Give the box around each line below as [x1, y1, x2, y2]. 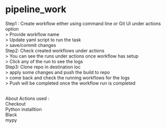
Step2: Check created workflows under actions [5, 47, 105, 54]
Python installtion [5, 106, 42, 112]
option [5, 25, 19, 32]
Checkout [5, 100, 26, 107]
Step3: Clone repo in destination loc [5, 64, 81, 70]
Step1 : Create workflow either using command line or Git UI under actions [5, 20, 161, 27]
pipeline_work [5, 4, 66, 15]
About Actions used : [5, 95, 50, 101]
